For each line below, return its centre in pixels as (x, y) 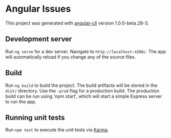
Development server (39, 39)
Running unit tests (35, 117)
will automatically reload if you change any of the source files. (71, 57)
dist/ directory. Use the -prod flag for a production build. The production (82, 90)
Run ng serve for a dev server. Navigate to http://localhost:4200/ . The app (86, 51)
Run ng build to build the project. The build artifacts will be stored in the (81, 85)
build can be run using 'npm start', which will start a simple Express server (84, 96)
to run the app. (21, 101)
